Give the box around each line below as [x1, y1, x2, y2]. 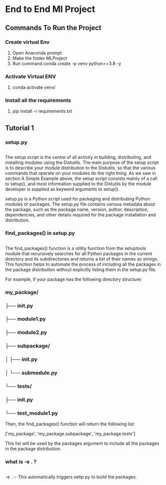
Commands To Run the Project [5, 24, 102, 32]
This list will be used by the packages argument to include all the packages [5, 440, 160, 446]
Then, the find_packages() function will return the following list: [5, 421, 136, 427]
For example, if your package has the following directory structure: [5, 276, 142, 282]
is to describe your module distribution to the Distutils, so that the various [5, 165, 156, 171]
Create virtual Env [5, 39, 50, 46]
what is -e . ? [5, 458, 37, 465]
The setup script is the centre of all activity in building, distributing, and [5, 154, 152, 160]
